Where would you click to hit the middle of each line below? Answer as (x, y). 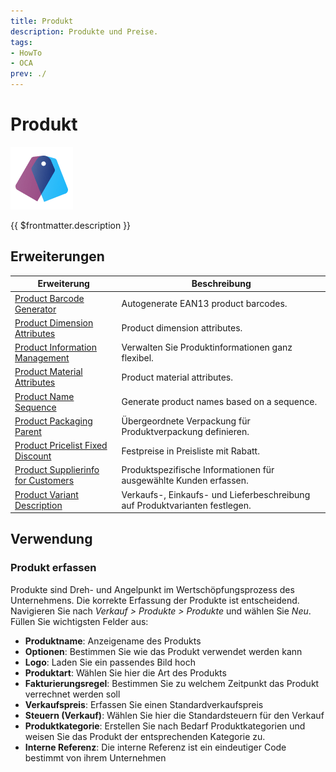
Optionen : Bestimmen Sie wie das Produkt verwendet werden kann (163, 651)
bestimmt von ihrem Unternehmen (95, 757)
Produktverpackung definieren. (185, 431)
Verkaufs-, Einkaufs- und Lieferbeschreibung (216, 494)
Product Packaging (53, 421)
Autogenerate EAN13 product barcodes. (204, 303)
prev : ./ (28, 74)
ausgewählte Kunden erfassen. (185, 481)
